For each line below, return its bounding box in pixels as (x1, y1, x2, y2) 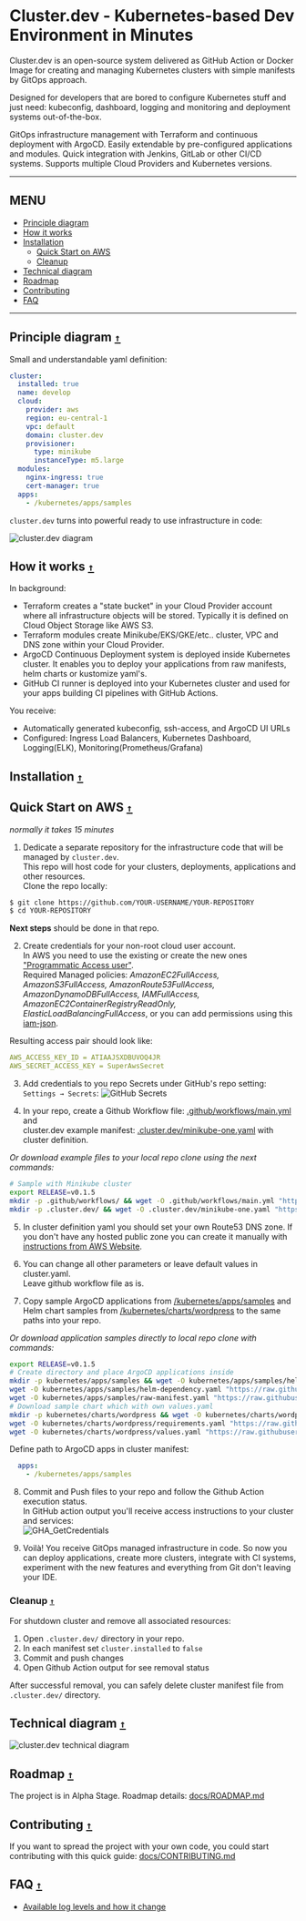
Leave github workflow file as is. (22, 1277, 144, 1289)
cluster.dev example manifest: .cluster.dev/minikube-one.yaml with (22, 1125, 274, 1136)
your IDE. (22, 1572, 57, 1583)
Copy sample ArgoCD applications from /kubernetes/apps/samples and (22, 1295, 291, 1306)
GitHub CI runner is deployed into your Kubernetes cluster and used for (22, 678, 291, 689)
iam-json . (22, 1017, 59, 1029)
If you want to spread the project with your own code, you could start (9, 1841, 270, 1852)
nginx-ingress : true (25, 473, 104, 483)
